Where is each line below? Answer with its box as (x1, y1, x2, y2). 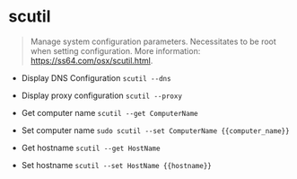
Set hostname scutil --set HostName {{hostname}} (21, 159, 213, 170)
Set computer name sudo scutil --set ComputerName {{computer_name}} (21, 124, 290, 136)
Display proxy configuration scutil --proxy (21, 90, 183, 101)
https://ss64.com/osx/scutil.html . (30, 55, 153, 66)
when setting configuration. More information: (30, 45, 201, 56)
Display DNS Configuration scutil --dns (21, 72, 171, 83)
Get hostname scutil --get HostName (21, 142, 161, 153)
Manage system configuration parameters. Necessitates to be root (30, 36, 277, 47)
